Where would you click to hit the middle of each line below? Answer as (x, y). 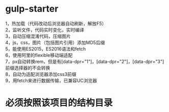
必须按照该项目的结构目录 (59, 103)
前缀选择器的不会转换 (28, 68)
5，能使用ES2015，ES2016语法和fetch (45, 49)
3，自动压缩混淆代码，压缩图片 (38, 36)
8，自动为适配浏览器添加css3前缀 (41, 74)
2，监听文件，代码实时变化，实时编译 (45, 30)
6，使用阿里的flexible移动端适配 (39, 55)
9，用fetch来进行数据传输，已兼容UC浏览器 (51, 80)
